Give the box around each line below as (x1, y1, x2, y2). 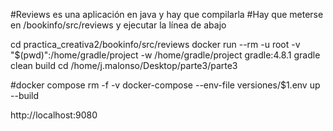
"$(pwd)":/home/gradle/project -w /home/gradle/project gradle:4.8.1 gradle (10, 49, 321, 61)
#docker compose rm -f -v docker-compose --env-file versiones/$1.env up (10, 79, 321, 91)
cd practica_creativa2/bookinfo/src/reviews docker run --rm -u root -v (10, 39, 301, 50)
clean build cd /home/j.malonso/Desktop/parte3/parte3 (10, 60, 238, 71)
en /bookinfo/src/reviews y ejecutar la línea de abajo (10, 19, 227, 31)
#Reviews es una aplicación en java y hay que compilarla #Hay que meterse (10, 9, 324, 20)
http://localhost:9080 (10, 109, 98, 121)
